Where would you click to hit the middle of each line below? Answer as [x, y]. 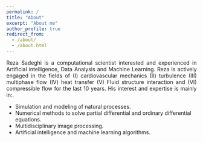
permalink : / [23, 12]
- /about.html [29, 46]
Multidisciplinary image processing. [59, 126]
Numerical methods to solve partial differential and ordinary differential [103, 113]
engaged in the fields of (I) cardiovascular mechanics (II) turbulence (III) [101, 76]
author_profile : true [34, 29]
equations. [28, 119]
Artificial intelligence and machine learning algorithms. [83, 132]
